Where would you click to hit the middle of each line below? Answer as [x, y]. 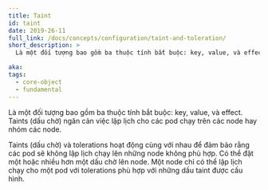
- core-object [39, 82]
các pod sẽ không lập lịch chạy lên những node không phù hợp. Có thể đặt [131, 153]
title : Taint [30, 16]
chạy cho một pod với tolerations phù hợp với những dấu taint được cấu [126, 170]
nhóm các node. [35, 129]
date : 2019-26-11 [37, 30]
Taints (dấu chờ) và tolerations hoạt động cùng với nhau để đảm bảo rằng [129, 144]
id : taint [25, 23]
